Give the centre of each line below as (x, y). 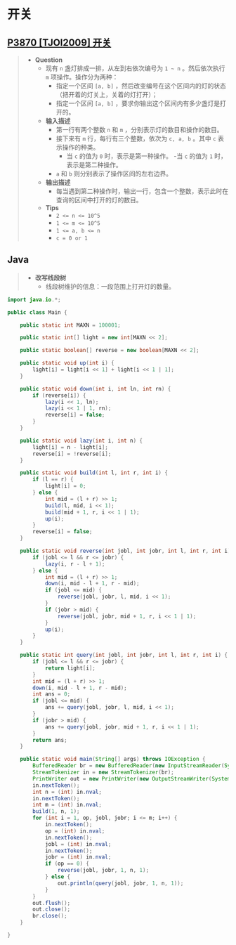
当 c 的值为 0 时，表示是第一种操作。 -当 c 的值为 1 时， (146, 156)
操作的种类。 (81, 147)
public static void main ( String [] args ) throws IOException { (113, 760)
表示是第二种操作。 (94, 165)
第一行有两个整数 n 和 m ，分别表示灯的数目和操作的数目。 (139, 130)
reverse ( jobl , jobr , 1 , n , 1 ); (103, 871)
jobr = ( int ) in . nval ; (78, 857)
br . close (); (50, 916)
